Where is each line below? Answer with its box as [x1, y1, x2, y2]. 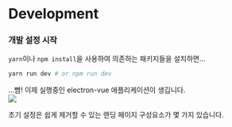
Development [8, 5, 99, 23]
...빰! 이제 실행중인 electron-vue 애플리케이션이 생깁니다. [8, 85, 186, 95]
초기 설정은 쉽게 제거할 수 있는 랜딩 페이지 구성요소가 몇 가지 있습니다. [8, 110, 224, 120]
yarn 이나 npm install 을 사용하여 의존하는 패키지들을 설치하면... [8, 54, 206, 63]
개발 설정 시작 [8, 35, 58, 46]
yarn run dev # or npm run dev [8, 70, 112, 78]
